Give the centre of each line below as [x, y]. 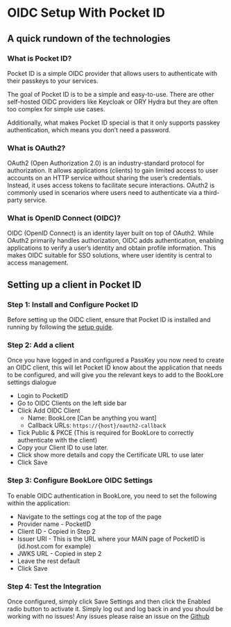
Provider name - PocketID [54, 524]
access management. [38, 263]
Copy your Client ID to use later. [63, 447]
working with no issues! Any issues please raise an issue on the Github [108, 617]
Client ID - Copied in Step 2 [56, 531]
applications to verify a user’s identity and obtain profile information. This [112, 248]
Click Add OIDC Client [49, 411]
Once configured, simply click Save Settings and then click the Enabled [109, 602]
